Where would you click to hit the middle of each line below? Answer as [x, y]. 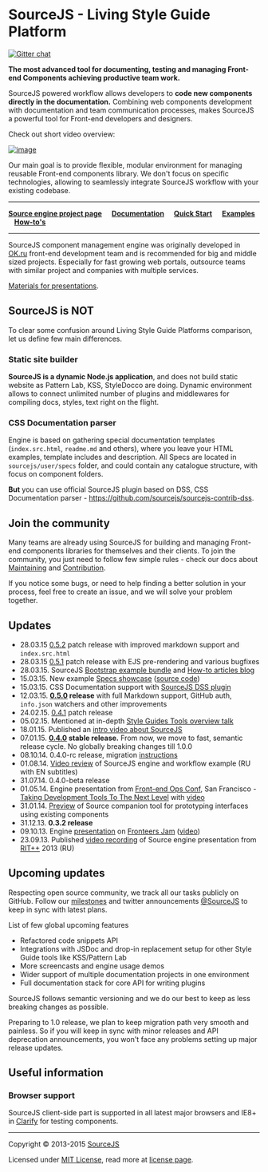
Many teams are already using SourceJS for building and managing [119, 542]
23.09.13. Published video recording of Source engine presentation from [138, 839]
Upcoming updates [57, 873]
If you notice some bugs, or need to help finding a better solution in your [127, 584]
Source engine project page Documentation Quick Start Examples [132, 213]
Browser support [42, 1095]
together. [23, 600]
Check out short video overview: [62, 134]
